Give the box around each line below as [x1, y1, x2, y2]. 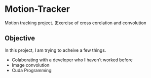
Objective [4, 34, 36, 42]
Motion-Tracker [4, 3, 70, 15]
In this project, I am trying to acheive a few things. [4, 47, 107, 53]
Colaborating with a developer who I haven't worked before [11, 57, 133, 63]
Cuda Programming [11, 67, 52, 73]
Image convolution [11, 62, 50, 68]
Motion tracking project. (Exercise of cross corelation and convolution [4, 20, 147, 26]
